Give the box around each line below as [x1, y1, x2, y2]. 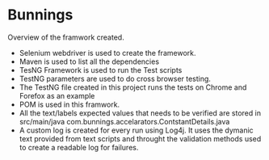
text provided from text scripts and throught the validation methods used [19, 133, 262, 143]
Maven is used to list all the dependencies [19, 57, 159, 66]
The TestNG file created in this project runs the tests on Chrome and [19, 82, 247, 92]
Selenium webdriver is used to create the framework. [19, 48, 196, 57]
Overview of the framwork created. [7, 32, 124, 42]
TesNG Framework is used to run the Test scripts [19, 65, 183, 74]
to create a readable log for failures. [19, 142, 139, 152]
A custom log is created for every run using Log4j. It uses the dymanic [19, 125, 254, 135]
